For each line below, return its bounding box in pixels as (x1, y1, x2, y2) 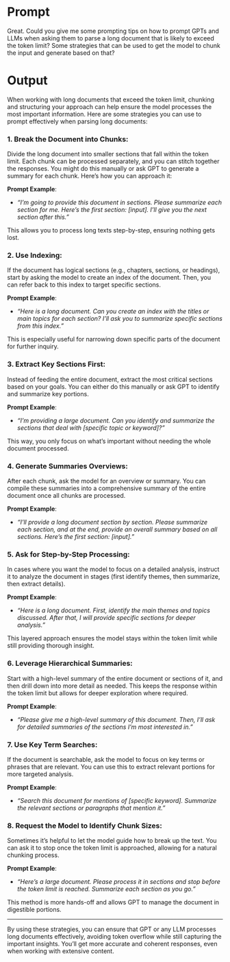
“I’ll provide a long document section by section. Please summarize (16, 518, 208, 527)
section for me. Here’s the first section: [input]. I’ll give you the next (16, 206, 207, 214)
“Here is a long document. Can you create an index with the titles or (16, 307, 209, 315)
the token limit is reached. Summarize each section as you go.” (16, 885, 196, 893)
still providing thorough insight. (7, 642, 94, 650)
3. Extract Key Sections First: (7, 359, 106, 369)
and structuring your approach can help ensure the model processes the (7, 102, 212, 110)
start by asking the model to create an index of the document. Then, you (7, 274, 212, 282)
